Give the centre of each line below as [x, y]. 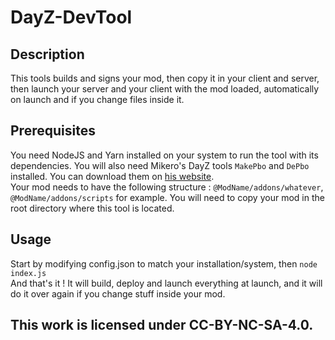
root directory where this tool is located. [92, 208]
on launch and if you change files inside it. [97, 99]
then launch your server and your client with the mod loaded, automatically [165, 89]
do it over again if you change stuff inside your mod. [118, 293]
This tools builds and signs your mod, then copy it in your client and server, [165, 78]
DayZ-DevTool [71, 17]
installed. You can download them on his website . [112, 176]
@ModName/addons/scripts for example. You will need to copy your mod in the [167, 197]
